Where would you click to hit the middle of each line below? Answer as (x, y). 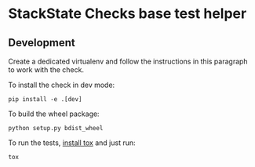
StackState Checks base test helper (127, 14)
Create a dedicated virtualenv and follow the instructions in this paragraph (128, 61)
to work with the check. (46, 70)
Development (42, 43)
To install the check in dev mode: (62, 85)
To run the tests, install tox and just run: (72, 143)
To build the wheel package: (54, 114)
